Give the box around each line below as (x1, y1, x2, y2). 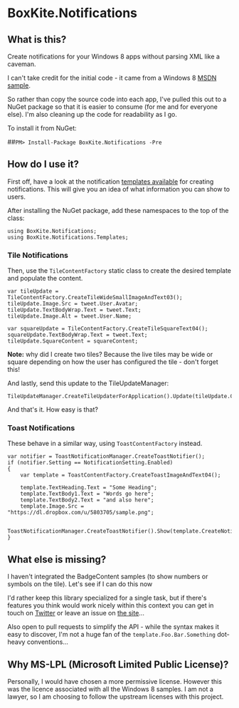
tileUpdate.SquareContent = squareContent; (7, 338, 139, 345)
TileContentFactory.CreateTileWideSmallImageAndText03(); (7, 294, 183, 301)
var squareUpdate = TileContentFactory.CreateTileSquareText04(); (7, 326, 208, 333)
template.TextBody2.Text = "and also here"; (20, 496, 154, 504)
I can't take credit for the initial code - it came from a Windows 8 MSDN (7, 73, 217, 82)
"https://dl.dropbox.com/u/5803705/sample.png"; (7, 509, 154, 516)
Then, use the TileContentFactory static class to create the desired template (7, 266, 232, 275)
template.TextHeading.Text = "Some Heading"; (20, 484, 158, 491)
